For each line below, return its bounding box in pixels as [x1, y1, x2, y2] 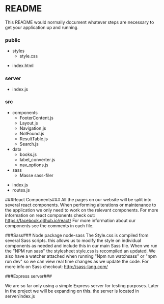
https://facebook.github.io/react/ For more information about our [5, 217, 136, 223]
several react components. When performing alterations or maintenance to [5, 202, 156, 208]
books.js [19, 151, 37, 157]
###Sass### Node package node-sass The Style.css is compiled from [5, 232, 149, 238]
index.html [12, 62, 34, 69]
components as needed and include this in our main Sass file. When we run [5, 243, 158, 248]
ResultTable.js [19, 136, 48, 142]
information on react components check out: [5, 212, 95, 218]
